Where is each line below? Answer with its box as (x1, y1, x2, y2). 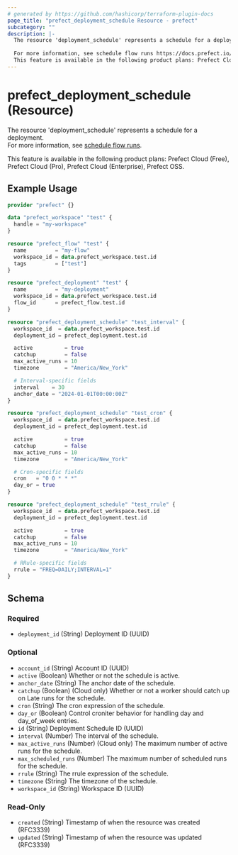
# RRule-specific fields (13, 560, 87, 567)
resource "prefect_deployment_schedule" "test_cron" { (7, 409, 173, 417)
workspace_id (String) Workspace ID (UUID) (17, 784, 144, 793)
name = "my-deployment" (13, 286, 110, 293)
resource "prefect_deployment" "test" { (7, 280, 129, 287)
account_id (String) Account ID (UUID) (17, 663, 130, 672)
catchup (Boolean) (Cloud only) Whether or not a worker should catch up (17, 686, 230, 695)
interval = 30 (13, 384, 65, 391)
